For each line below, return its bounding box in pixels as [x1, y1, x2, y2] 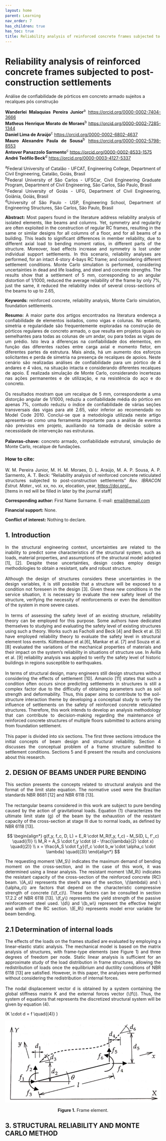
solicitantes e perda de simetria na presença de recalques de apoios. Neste [5, 354, 161, 360]
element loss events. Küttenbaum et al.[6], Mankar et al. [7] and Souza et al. [5, 638, 161, 644]
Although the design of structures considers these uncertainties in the [5, 576, 161, 582]
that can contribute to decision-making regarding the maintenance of [5, 712, 161, 718]
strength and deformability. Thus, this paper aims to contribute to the [5, 691, 151, 697]
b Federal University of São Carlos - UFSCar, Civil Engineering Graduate [5, 176, 161, 183]
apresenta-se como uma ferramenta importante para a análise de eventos [5, 417, 161, 423]
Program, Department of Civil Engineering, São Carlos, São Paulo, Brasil [5, 182, 152, 188]
